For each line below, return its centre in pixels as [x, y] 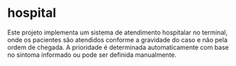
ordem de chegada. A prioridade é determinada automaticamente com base [118, 47]
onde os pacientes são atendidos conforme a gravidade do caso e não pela [118, 39]
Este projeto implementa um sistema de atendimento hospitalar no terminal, [118, 32]
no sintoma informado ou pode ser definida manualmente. [92, 55]
